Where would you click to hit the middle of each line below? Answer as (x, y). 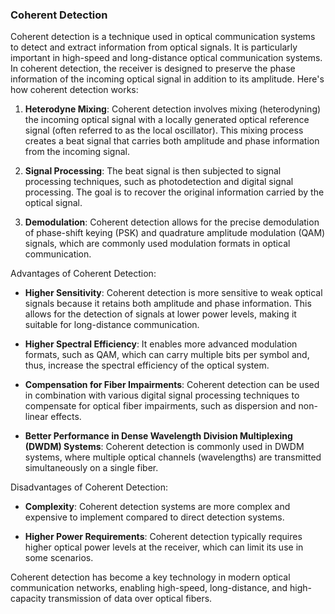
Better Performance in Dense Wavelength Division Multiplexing (158, 436)
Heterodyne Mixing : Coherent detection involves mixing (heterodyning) (173, 109)
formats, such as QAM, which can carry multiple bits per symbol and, (167, 355)
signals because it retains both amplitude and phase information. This (168, 304)
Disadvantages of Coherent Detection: (89, 487)
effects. (66, 417)
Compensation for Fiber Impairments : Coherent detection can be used (172, 385)
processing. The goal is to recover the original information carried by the (174, 192)
